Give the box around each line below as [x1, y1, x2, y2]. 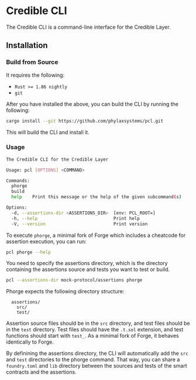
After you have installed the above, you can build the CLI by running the [6, 100, 179, 107]
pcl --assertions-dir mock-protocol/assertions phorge [6, 277, 143, 283]
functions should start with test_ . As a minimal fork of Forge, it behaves [6, 333, 180, 340]
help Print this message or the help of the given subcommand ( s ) [11, 194, 182, 200]
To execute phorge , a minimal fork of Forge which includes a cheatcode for [6, 232, 186, 239]
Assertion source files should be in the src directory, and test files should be [6, 320, 190, 327]
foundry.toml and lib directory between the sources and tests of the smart [6, 362, 187, 369]
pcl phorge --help [6, 249, 51, 255]
